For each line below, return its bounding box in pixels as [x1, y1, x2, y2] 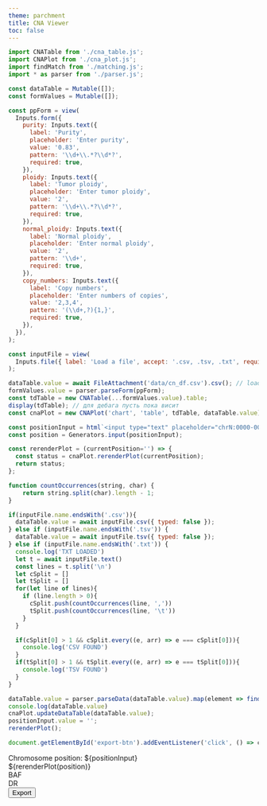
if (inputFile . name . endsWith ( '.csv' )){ [8, 511, 137, 519]
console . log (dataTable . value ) [8, 702, 109, 711]
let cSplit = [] [15, 570, 69, 578]
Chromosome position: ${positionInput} [8, 753, 137, 762]
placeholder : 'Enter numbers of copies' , [29, 291, 169, 299]
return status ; [15, 460, 66, 468]
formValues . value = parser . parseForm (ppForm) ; [8, 387, 165, 395]
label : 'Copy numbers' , [29, 284, 109, 292]
